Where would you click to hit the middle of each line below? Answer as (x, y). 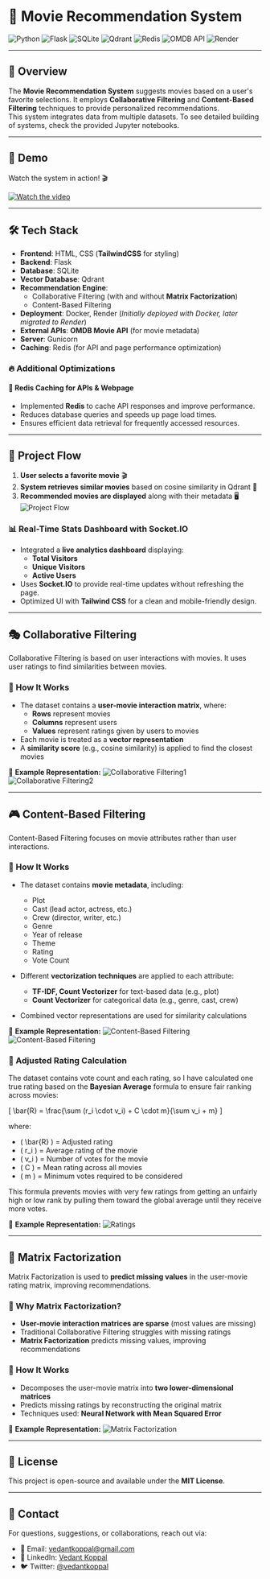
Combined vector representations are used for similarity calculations (133, 1015)
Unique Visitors (59, 567)
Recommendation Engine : (64, 288)
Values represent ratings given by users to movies (115, 731)
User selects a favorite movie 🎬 (74, 476)
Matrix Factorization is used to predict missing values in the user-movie (128, 1276)
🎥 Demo (28, 158)
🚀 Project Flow (45, 455)
